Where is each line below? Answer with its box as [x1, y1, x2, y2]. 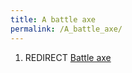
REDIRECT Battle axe [24, 51, 112, 63]
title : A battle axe [10, 14, 97, 25]
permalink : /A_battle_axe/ [10, 24, 123, 34]
